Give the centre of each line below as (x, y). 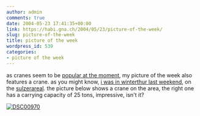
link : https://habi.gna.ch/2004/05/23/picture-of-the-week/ (85, 29)
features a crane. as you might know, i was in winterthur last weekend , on (99, 82)
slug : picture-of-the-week (41, 35)
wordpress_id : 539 (30, 47)
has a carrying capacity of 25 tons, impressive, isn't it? (75, 95)
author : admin (24, 12)
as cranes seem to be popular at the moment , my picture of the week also (99, 75)
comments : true (26, 18)
